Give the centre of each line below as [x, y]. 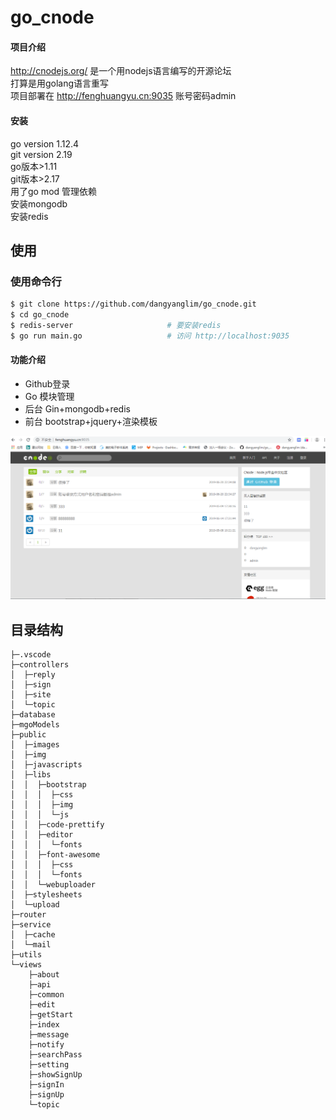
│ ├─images [35, 745]
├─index [44, 1025]
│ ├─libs [31, 775]
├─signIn [46, 1085]
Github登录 [47, 383]
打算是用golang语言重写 [60, 83]
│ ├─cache [33, 935]
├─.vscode [31, 655]
